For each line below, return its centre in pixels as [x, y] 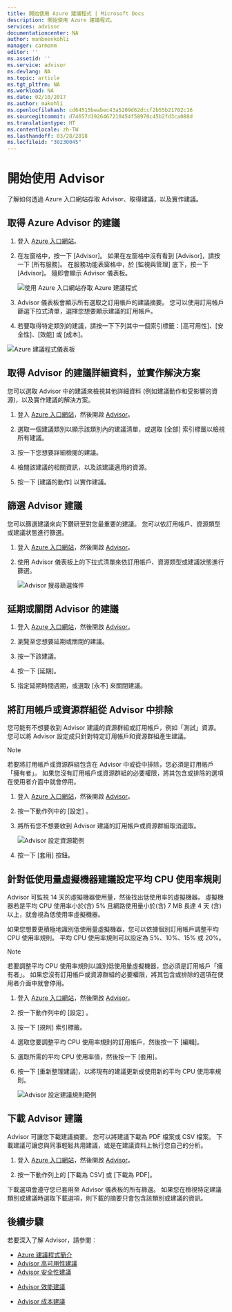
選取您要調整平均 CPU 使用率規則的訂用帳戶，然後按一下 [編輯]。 [110, 1041]
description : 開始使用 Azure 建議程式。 [61, 20]
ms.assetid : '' [29, 59]
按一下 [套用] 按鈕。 [45, 855]
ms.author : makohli [35, 104]
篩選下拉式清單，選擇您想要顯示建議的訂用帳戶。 [87, 311]
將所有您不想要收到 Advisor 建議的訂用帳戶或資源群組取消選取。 [108, 826]
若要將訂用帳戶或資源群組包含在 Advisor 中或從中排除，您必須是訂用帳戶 [110, 765]
